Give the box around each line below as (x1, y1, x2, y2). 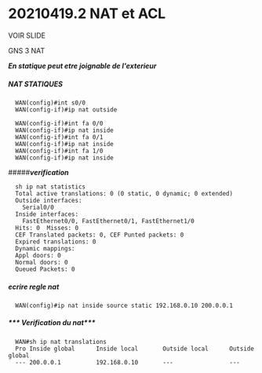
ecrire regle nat (8, 282, 60, 291)
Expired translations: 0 (15, 237, 96, 246)
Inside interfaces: (15, 210, 79, 218)
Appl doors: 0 (15, 251, 61, 259)
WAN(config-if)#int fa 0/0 (15, 119, 104, 127)
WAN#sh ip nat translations (15, 338, 107, 346)
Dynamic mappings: (15, 244, 76, 252)
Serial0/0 (22, 203, 55, 211)
